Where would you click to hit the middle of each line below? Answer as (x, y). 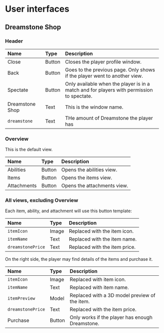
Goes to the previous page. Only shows (110, 69)
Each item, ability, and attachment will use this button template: (69, 211)
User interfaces (37, 9)
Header (14, 41)
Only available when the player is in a (108, 84)
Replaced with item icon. (98, 280)
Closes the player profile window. (103, 62)
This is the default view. (29, 150)
